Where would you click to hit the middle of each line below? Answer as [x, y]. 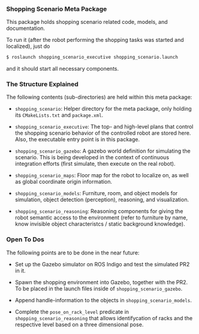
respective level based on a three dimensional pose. [79, 324]
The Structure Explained [43, 84]
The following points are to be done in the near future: [73, 253]
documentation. [26, 28]
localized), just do [28, 46]
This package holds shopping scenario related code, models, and [87, 22]
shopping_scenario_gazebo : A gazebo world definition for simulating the [102, 151]
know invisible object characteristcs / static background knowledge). [100, 224]
